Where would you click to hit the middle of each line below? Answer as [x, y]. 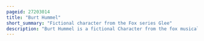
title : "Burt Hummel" [34, 17]
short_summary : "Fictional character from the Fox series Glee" [89, 23]
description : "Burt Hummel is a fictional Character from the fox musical [103, 29]
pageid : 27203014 [28, 12]
